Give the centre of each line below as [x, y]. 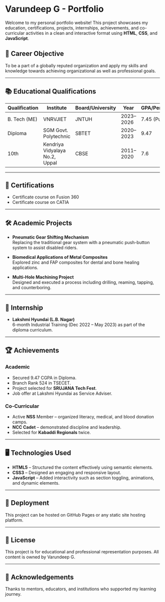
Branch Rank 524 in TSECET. [41, 383]
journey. [13, 594]
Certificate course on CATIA [41, 202]
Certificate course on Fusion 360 [46, 197]
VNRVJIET [55, 119]
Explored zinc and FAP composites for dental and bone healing [76, 262]
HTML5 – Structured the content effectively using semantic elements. [82, 467]
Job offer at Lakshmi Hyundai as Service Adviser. [62, 393]
